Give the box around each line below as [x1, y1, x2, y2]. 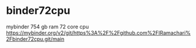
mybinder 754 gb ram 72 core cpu [6, 23, 89, 30]
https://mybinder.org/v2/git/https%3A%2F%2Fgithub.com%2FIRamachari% [6, 29, 191, 36]
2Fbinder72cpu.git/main [6, 35, 65, 42]
